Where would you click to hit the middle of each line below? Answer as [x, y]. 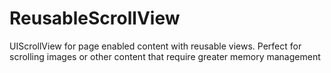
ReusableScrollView [95, 18]
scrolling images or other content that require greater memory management [165, 56]
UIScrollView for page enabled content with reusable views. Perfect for [155, 46]
